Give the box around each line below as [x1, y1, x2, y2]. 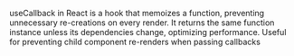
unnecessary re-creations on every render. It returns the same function [9, 17, 275, 28]
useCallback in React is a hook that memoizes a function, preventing [9, 8, 265, 18]
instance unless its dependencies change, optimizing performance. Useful [9, 27, 287, 37]
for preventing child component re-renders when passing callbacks [9, 36, 261, 47]
